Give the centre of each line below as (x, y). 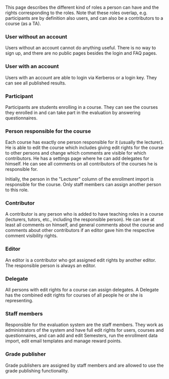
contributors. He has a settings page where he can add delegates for (77, 158)
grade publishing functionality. (37, 370)
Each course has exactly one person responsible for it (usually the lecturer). (84, 142)
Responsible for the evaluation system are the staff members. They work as (84, 325)
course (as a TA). (23, 23)
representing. (19, 301)
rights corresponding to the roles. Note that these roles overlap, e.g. (76, 13)
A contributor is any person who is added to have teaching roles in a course (84, 214)
